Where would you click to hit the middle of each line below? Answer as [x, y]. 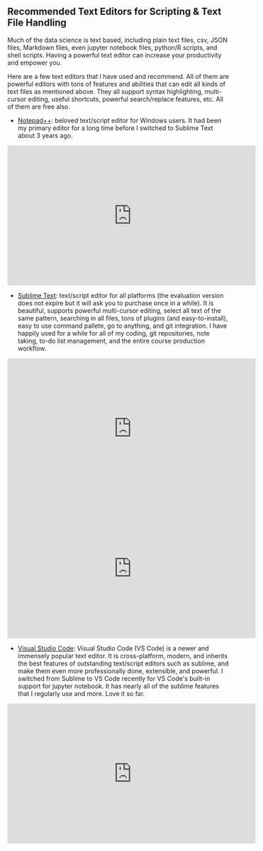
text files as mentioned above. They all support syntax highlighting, [105, 91]
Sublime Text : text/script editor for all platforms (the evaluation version [121, 295]
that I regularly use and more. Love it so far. [81, 693]
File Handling [37, 23]
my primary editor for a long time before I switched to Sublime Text [116, 128]
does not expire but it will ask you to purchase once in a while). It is [116, 303]
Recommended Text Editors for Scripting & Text [114, 12]
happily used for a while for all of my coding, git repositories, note [114, 333]
